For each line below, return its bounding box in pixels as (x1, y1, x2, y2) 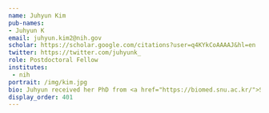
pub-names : (8, 19, 45, 27)
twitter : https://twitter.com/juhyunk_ (8, 49, 142, 56)
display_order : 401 (8, 93, 74, 101)
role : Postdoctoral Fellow (8, 56, 98, 64)
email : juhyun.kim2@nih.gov (8, 33, 102, 42)
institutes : (8, 64, 48, 72)
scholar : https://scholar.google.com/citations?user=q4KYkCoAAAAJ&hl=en (8, 41, 256, 49)
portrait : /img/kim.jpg (8, 78, 88, 86)
